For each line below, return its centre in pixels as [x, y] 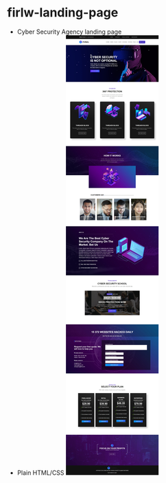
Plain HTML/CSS [40, 473]
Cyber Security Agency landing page [69, 32]
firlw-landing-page [63, 13]
